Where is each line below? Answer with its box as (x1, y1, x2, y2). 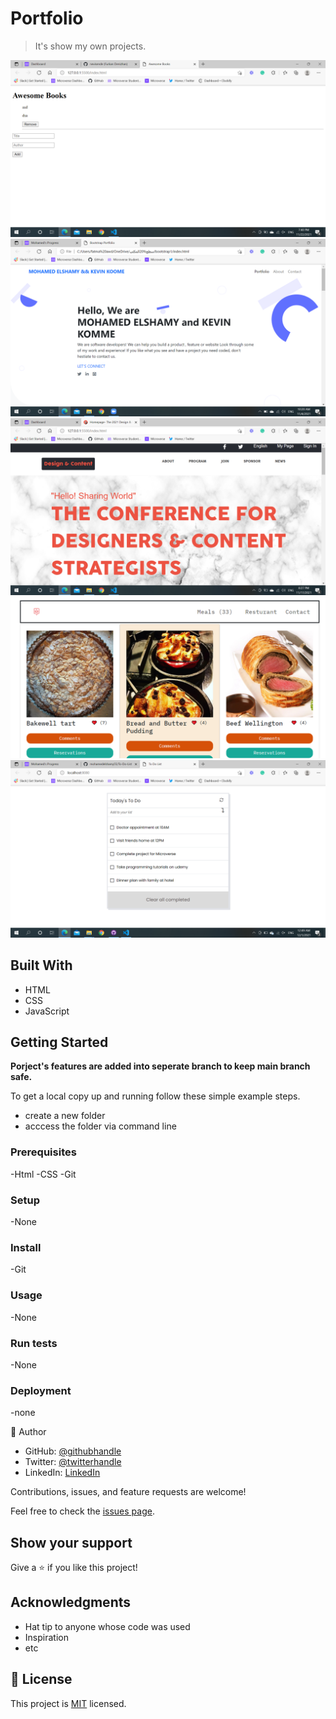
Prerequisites (10, 1145, 77, 1159)
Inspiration (24, 1631, 69, 1643)
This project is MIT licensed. (10, 1697, 127, 1709)
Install (10, 1240, 42, 1254)
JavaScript (24, 1005, 70, 1017)
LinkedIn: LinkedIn (24, 1467, 101, 1479)
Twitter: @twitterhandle (24, 1456, 122, 1468)
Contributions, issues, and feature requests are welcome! (10, 1486, 247, 1498)
